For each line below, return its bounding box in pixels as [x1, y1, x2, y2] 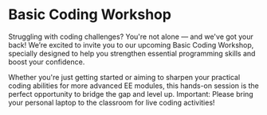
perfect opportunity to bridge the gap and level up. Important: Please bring [8, 89, 253, 98]
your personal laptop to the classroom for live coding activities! [8, 98, 215, 107]
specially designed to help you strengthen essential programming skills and [8, 48, 256, 58]
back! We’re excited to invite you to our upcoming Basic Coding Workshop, [8, 40, 254, 49]
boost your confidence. [8, 57, 85, 67]
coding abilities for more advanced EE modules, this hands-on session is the [8, 81, 259, 90]
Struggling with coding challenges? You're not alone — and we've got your [8, 32, 253, 41]
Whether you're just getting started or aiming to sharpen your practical [8, 72, 241, 82]
